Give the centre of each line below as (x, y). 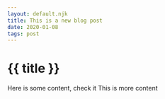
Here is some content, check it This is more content (82, 88)
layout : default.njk (38, 14)
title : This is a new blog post (55, 21)
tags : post (23, 34)
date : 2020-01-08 (33, 27)
